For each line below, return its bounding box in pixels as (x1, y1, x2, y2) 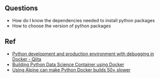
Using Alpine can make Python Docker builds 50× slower (12, 66, 131, 72)
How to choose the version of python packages (12, 23, 112, 29)
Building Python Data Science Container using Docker (12, 61, 125, 67)
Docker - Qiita (12, 56, 41, 62)
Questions (5, 4, 38, 13)
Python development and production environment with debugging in (12, 50, 154, 57)
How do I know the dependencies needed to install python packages (12, 17, 155, 23)
